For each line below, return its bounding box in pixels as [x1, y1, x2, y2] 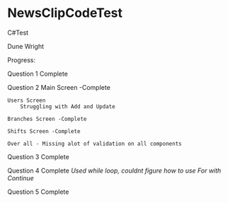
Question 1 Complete [7, 69, 69, 78]
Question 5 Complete [7, 187, 69, 196]
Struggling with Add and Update [20, 103, 115, 110]
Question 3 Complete [7, 152, 69, 161]
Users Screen [7, 97, 46, 104]
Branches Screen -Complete [7, 115, 87, 122]
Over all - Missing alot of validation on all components [7, 140, 182, 147]
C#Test [7, 28, 29, 37]
